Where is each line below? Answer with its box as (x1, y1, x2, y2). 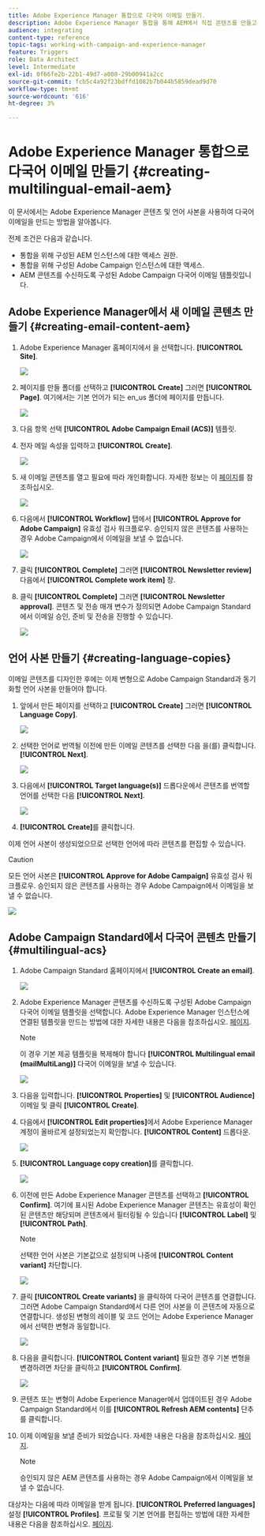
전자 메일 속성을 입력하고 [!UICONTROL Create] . (19, 440, 173, 450)
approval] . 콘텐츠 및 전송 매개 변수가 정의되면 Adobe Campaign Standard (19, 601, 251, 611)
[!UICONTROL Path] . (19, 1219, 88, 1228)
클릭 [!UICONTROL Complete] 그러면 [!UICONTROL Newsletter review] (19, 565, 252, 575)
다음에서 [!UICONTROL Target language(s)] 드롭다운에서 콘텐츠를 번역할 (19, 781, 250, 790)
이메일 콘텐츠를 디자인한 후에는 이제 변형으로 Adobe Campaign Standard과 (8, 674, 242, 684)
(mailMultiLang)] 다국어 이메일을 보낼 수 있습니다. (19, 1058, 177, 1068)
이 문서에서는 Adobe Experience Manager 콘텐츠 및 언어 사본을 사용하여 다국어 (8, 207, 255, 217)
